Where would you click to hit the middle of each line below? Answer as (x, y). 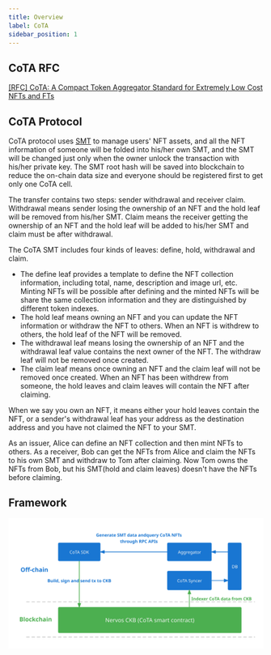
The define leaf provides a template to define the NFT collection (127, 274)
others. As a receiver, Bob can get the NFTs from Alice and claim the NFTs (132, 452)
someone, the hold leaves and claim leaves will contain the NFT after (135, 386)
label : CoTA (28, 26)
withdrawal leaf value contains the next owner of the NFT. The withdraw (140, 351)
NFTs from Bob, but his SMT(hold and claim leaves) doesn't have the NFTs (133, 469)
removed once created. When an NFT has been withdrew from (124, 377)
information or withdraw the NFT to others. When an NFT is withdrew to (140, 325)
